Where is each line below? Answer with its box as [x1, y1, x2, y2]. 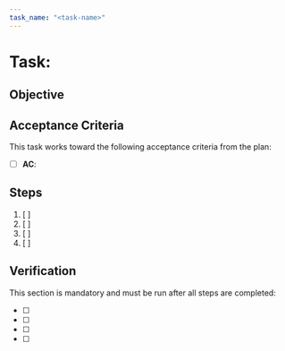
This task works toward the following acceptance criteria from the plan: [9, 141, 272, 152]
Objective [9, 87, 65, 103]
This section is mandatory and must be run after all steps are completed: [9, 287, 277, 298]
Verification [9, 263, 77, 278]
